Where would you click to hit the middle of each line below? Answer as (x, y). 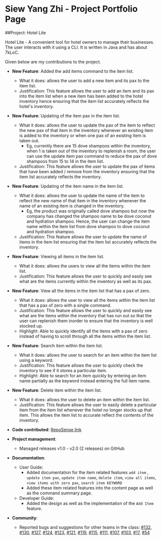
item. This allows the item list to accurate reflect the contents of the (86, 415)
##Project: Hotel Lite (25, 33)
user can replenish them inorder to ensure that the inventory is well (86, 321)
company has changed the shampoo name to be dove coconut (89, 216)
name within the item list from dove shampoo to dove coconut (88, 226)
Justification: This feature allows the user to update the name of (83, 237)
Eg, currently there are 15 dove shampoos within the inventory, (89, 146)
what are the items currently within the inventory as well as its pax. (86, 281)
